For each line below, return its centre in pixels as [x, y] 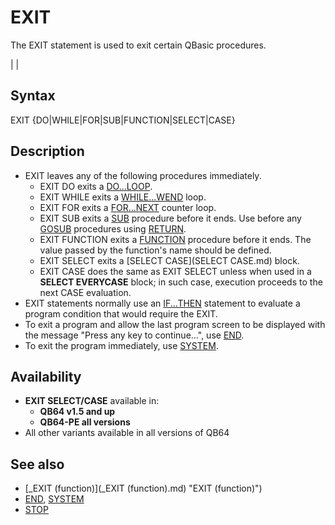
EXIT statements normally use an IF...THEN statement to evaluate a [162, 303]
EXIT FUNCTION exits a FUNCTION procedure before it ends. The [175, 239]
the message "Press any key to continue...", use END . [134, 335]
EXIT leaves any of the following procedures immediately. [143, 175]
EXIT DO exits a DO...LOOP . [96, 186]
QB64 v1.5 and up [77, 412]
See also [37, 464]
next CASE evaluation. [85, 292]
